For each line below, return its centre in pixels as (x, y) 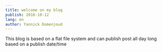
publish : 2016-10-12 (27, 15)
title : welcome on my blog (34, 10)
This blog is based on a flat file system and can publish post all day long (81, 39)
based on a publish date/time (36, 44)
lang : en (15, 19)
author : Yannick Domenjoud (34, 24)
